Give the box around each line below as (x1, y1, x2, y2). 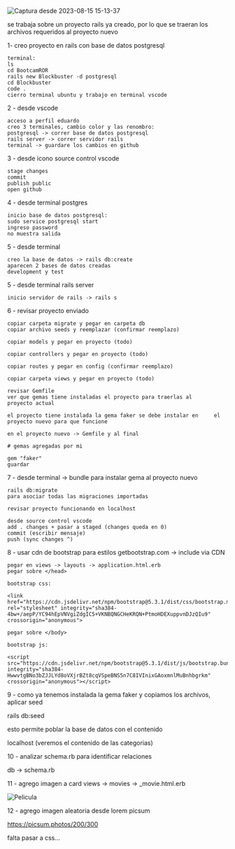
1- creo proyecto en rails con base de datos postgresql (7, 41, 165, 49)
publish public (7, 180, 52, 187)
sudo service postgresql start (7, 218, 99, 225)
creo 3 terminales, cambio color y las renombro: (7, 123, 155, 130)
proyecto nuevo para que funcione (7, 418, 108, 425)
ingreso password (7, 224, 58, 231)
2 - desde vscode (7, 104, 59, 112)
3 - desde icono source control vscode (7, 154, 120, 163)
